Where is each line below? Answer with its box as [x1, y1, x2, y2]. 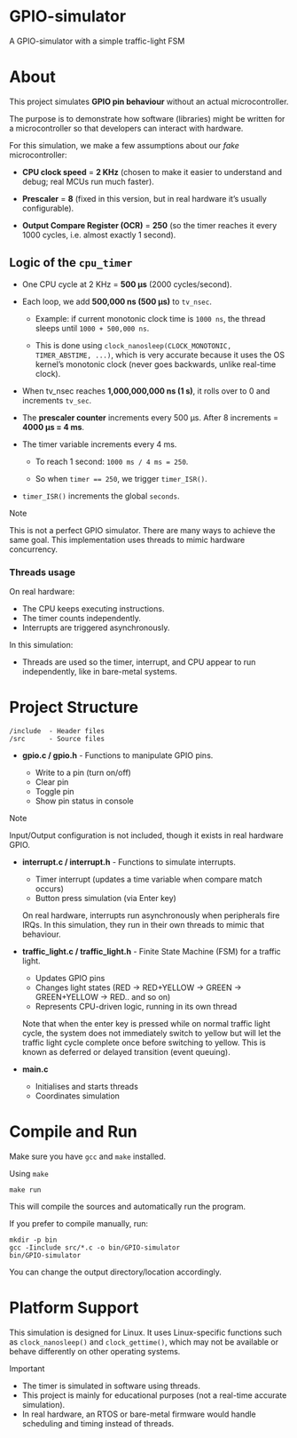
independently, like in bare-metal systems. [21, 666, 177, 676]
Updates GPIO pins [35, 972, 106, 983]
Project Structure [9, 698, 139, 717]
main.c [21, 1064, 49, 1075]
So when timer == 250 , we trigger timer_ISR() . [35, 473, 207, 483]
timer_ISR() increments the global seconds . [21, 491, 180, 501]
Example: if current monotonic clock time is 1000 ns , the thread [35, 313, 266, 324]
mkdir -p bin [9, 1235, 58, 1244]
